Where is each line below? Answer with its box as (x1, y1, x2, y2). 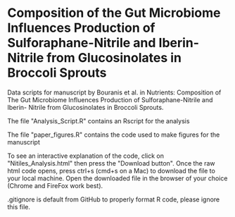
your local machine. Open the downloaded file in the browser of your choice (7, 174, 228, 182)
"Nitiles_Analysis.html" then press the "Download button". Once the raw (7, 159, 216, 167)
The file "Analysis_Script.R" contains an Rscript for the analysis (7, 116, 190, 125)
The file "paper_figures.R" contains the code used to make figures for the (7, 130, 220, 139)
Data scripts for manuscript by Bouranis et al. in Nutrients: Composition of (7, 88, 222, 97)
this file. (7, 202, 30, 211)
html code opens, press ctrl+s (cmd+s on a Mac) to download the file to (7, 166, 216, 175)
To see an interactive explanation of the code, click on (7, 151, 164, 160)
